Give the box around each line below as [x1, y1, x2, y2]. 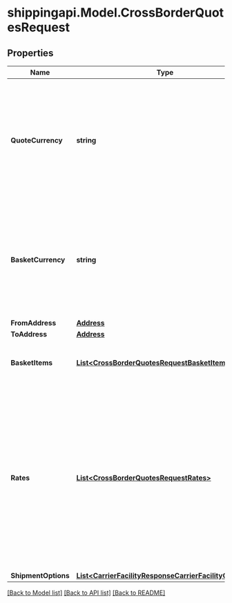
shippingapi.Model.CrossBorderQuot [7, 5, 224, 21]
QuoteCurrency [10, 136, 64, 145]
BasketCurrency [10, 255, 66, 264]
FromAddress [10, 318, 57, 327]
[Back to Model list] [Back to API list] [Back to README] [7, 588, 166, 597]
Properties [7, 47, 54, 59]
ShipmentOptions [10, 571, 70, 580]
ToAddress [10, 330, 48, 339]
